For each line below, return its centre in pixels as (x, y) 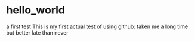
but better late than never (37, 32)
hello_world (36, 10)
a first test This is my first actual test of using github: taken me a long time (97, 26)
